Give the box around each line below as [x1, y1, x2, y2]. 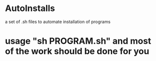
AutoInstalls [5, 3, 55, 14]
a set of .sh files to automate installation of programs [5, 19, 111, 24]
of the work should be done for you [5, 46, 150, 57]
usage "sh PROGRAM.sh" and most [5, 36, 152, 47]
